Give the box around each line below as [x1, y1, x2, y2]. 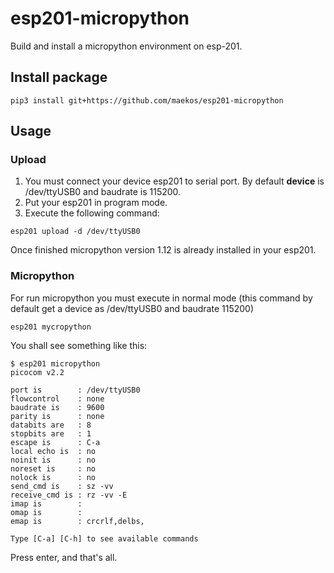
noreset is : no [10, 463, 97, 474]
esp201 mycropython [10, 322, 92, 332]
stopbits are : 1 [10, 428, 92, 439]
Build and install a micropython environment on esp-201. [10, 40, 243, 52]
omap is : [10, 507, 83, 517]
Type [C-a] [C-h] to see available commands [10, 533, 199, 544]
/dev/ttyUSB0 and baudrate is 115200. [24, 186, 182, 198]
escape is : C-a [10, 437, 101, 447]
